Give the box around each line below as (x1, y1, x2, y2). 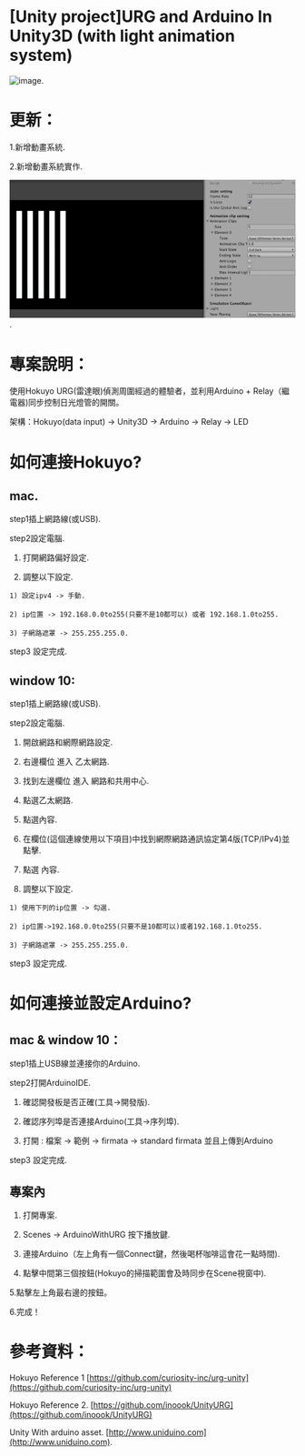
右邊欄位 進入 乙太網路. (22, 757, 110, 768)
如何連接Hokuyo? (9, 452, 143, 472)
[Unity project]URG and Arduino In (9, 6, 272, 27)
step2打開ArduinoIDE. (9, 1078, 92, 1089)
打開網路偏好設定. (22, 552, 89, 563)
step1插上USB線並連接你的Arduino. (9, 1058, 141, 1069)
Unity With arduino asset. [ (9, 1426, 109, 1438)
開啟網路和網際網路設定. (22, 737, 113, 748)
